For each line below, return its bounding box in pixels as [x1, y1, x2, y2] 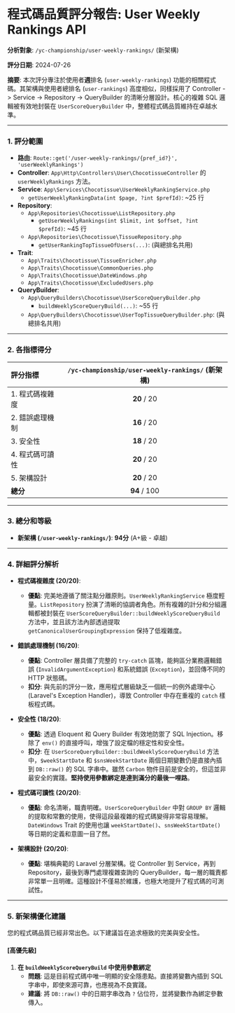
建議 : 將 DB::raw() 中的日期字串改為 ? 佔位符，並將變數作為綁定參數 [27, 989, 223, 998]
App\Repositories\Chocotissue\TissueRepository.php [27, 234, 182, 241]
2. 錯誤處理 [10, 413, 48, 422]
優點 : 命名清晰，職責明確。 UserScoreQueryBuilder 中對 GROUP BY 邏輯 [27, 804, 226, 812]
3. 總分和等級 [7, 516, 52, 526]
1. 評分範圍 [7, 136, 43, 146]
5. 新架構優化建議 [7, 911, 66, 921]
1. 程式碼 [10, 389, 41, 399]
